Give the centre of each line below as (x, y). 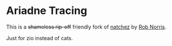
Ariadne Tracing (47, 11)
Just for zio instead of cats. (39, 38)
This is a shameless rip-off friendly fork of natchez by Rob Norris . (86, 27)
